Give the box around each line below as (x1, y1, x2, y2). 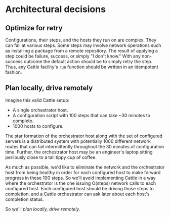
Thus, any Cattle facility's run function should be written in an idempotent (5, 64, 158, 70)
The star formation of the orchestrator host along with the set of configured (5, 133, 163, 139)
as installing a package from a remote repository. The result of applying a (5, 48, 158, 53)
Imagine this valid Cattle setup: (5, 97, 70, 103)
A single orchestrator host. (12, 107, 68, 113)
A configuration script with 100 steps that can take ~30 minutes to (12, 112, 151, 118)
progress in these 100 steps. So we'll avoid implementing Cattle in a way (5, 175, 156, 181)
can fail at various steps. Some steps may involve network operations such (5, 42, 161, 48)
